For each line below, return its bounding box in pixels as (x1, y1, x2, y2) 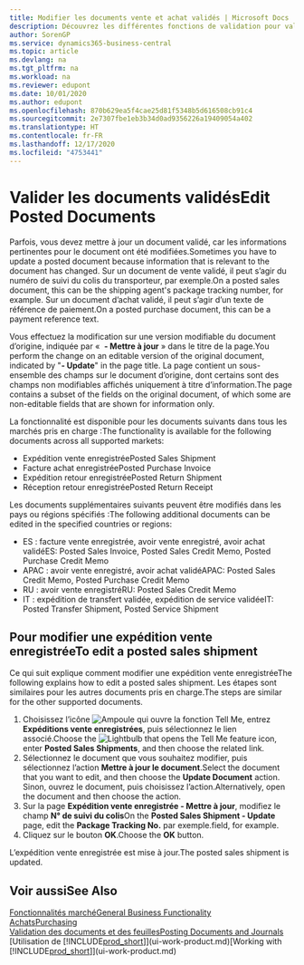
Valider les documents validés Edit (9, 187, 271, 207)
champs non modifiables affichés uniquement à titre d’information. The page (9, 379, 292, 390)
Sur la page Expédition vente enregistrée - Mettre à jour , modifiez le (22, 801, 281, 812)
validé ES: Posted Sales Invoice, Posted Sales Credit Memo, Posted (22, 545, 271, 556)
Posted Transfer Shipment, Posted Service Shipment (22, 603, 219, 614)
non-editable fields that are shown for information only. (9, 398, 215, 409)
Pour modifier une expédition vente (9, 629, 213, 644)
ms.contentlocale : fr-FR (9, 131, 103, 140)
